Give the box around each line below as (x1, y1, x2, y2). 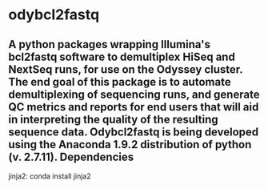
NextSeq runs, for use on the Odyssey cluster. (8, 62, 243, 76)
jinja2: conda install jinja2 (8, 171, 91, 181)
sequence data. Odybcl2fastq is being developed (8, 125, 259, 139)
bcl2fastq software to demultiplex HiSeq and (8, 50, 236, 63)
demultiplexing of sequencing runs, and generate (8, 87, 260, 101)
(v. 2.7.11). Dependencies (8, 150, 134, 163)
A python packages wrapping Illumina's (8, 38, 210, 51)
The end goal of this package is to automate (8, 74, 231, 89)
